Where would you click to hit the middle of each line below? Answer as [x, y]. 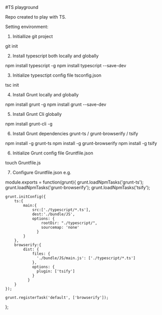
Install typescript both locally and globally [55, 56]
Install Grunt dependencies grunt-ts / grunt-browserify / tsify [75, 133]
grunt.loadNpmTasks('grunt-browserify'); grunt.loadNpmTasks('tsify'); [78, 187]
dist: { [31, 249]
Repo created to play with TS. [36, 17]
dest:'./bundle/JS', [53, 214]
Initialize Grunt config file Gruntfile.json [53, 153]
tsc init [12, 85]
